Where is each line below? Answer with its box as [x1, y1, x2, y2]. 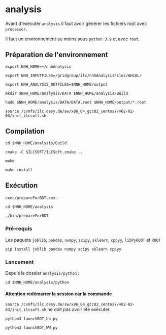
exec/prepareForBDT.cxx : [5, 195, 58, 201]
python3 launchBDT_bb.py [5, 316, 58, 322]
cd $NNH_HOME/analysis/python [5, 279, 70, 285]
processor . [5, 25, 27, 32]
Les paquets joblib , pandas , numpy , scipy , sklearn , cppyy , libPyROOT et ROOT [5, 237, 161, 243]
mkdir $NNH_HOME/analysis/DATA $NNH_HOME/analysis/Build [5, 91, 128, 96]
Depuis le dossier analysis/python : [5, 270, 80, 276]
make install [5, 167, 33, 172]
